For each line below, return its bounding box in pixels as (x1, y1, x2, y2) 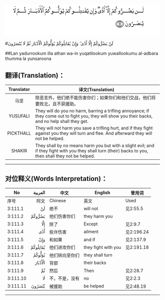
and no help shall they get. (35, 119, 88, 124)
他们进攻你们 (49, 244, 75, 250)
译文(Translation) (78, 87, 114, 92)
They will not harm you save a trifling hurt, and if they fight (35, 125, 153, 131)
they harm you (83, 213, 113, 219)
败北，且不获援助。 (39, 100, 79, 107)
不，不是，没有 (49, 275, 80, 281)
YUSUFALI (8, 113, 30, 119)
